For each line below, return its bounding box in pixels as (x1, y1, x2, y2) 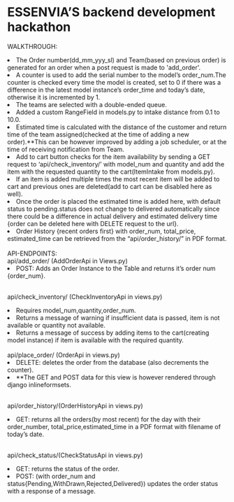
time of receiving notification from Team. (7, 145, 124, 153)
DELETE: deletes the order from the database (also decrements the (16, 358, 210, 366)
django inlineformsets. (7, 380, 72, 389)
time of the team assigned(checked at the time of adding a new (7, 130, 190, 139)
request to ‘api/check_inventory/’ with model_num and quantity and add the (7, 160, 225, 168)
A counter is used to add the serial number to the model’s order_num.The (16, 71, 226, 79)
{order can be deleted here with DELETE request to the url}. (7, 219, 179, 228)
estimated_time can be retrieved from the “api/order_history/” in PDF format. (7, 234, 227, 242)
